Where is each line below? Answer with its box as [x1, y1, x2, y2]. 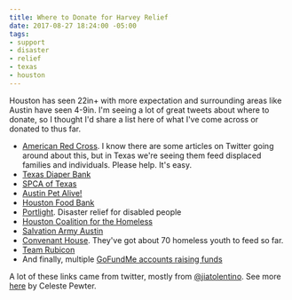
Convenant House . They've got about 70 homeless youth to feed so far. [21, 234, 284, 245]
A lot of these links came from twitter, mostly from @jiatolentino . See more [9, 271, 281, 281]
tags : [9, 29, 29, 38]
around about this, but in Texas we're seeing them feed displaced [21, 150, 262, 161]
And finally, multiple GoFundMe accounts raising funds [21, 254, 224, 264]
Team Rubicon [21, 244, 75, 255]
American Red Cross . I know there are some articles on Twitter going [21, 140, 274, 151]
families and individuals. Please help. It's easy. [21, 159, 193, 170]
